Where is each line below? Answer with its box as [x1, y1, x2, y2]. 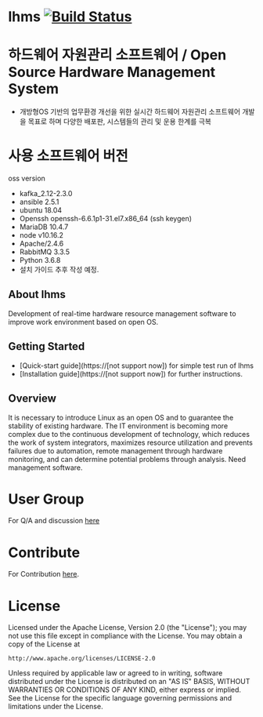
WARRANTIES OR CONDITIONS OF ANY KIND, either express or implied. [8, 685, 241, 694]
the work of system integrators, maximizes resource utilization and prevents [8, 438, 253, 447]
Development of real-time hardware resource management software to [8, 308, 236, 318]
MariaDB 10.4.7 [19, 222, 69, 231]
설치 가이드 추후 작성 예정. [19, 265, 99, 275]
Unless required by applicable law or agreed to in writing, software [8, 668, 223, 678]
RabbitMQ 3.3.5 [19, 247, 70, 257]
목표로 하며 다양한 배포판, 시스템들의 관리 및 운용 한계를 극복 [27, 117, 211, 126]
